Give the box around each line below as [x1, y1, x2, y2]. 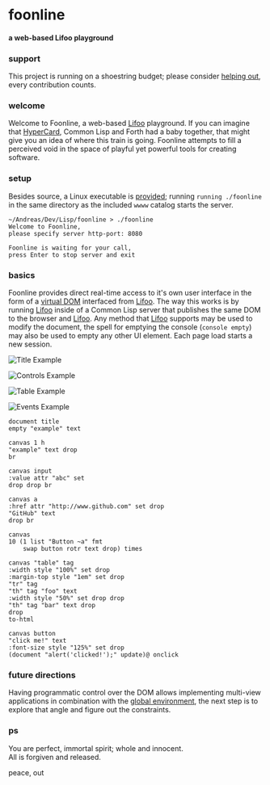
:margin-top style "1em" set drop [8, 573, 125, 581]
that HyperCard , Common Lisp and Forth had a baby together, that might [8, 127, 251, 136]
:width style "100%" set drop [8, 565, 111, 574]
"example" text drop [8, 446, 78, 454]
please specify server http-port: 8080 [8, 229, 143, 237]
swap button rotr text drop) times [23, 544, 143, 552]
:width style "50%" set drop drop [8, 594, 125, 602]
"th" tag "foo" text [8, 587, 78, 595]
